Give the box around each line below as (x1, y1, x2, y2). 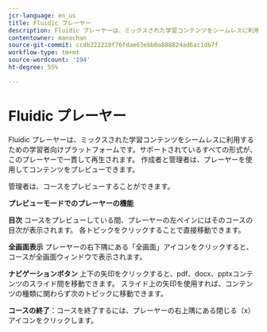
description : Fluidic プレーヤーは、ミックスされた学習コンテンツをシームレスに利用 (8, 26, 261, 34)
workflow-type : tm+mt (8, 48, 80, 56)
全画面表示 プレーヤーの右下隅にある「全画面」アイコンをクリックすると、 (8, 241, 253, 251)
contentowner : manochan (8, 33, 87, 42)
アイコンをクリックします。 (8, 315, 98, 325)
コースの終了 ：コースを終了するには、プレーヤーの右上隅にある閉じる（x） (8, 305, 256, 315)
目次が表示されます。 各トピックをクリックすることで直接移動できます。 (8, 225, 246, 234)
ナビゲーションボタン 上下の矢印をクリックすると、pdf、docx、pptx (8, 268, 233, 278)
